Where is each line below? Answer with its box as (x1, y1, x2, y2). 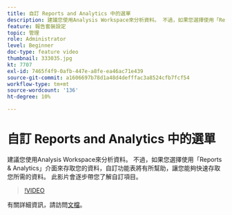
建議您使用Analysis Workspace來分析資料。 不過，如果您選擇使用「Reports (7, 155, 222, 163)
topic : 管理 (7, 29, 39, 37)
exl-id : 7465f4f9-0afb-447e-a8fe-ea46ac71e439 (7, 68, 144, 74)
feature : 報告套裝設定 (7, 23, 66, 30)
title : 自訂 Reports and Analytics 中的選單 (7, 10, 131, 17)
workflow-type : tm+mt (7, 81, 70, 88)
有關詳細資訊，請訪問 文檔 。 (7, 201, 86, 209)
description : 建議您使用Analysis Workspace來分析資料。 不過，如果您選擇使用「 (7, 17, 220, 23)
